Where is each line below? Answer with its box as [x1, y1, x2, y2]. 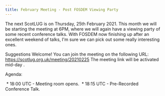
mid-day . [5, 62, 25, 67]
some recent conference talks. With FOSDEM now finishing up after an [5, 31, 150, 37]
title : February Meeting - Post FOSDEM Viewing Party [5, 7, 119, 12]
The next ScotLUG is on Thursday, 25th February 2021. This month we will [5, 21, 157, 27]
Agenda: [5, 71, 23, 77]
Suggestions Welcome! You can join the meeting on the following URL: [5, 51, 149, 57]
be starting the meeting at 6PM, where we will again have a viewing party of [5, 26, 161, 32]
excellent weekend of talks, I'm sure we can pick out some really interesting [5, 36, 160, 42]
